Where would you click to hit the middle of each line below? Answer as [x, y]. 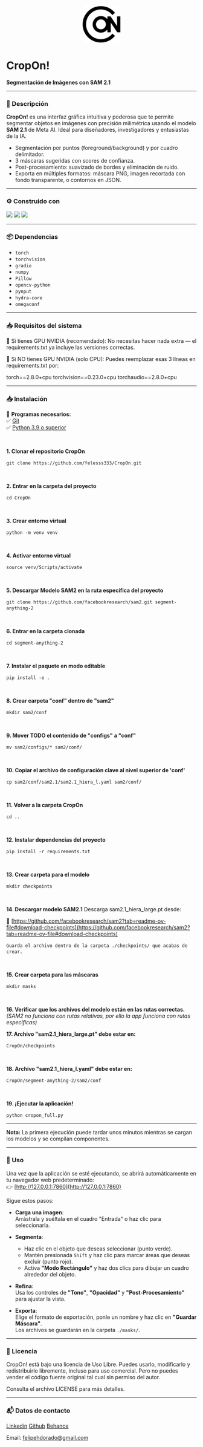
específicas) [22, 1023]
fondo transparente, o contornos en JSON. [68, 180]
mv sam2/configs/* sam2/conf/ [44, 747]
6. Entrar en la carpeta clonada [46, 631]
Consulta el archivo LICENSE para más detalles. [66, 1389]
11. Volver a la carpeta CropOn [45, 805]
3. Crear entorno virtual [36, 521]
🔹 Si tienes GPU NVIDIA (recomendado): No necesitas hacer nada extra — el [101, 341]
